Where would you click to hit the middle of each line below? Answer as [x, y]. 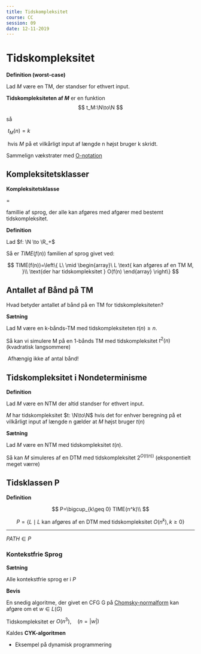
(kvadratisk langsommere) [38, 347]
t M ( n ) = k [19, 132]
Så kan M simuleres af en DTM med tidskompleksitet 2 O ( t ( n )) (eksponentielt [99, 457]
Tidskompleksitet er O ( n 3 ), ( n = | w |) [53, 621]
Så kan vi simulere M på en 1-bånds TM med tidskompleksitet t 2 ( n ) [88, 340]
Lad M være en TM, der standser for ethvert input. [68, 86]
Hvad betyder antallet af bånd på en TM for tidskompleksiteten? [85, 304]
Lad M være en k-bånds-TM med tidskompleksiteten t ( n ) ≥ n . [82, 328]
